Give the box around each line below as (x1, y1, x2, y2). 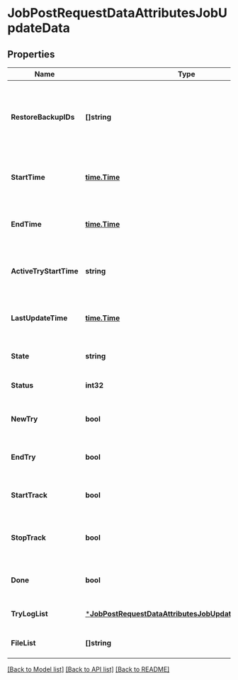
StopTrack (11, 533, 46, 543)
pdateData (7, 20, 71, 36)
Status (11, 380, 34, 390)
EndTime (11, 220, 42, 229)
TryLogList (11, 609, 48, 618)
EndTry (11, 452, 36, 462)
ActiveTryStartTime (11, 266, 79, 276)
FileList (11, 638, 36, 647)
